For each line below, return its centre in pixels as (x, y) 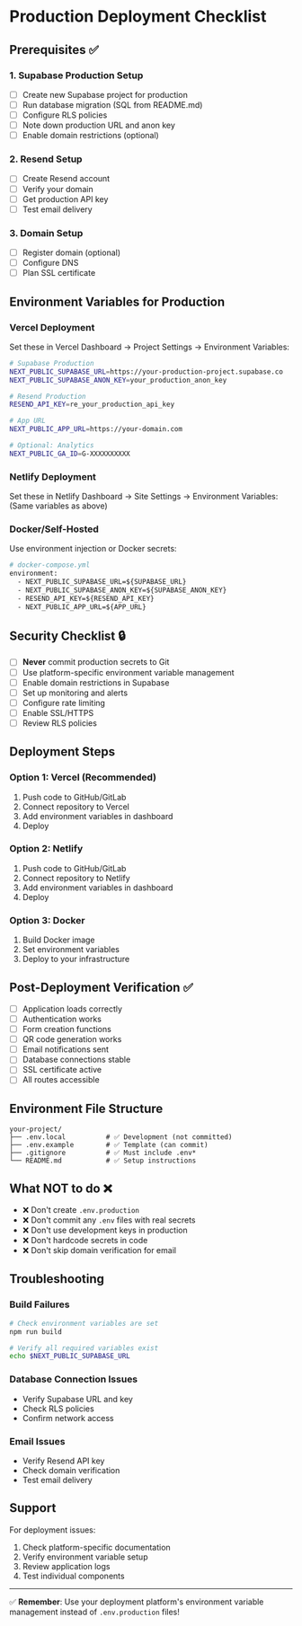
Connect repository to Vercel (76, 807)
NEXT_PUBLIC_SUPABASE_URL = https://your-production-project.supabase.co (146, 371)
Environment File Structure (86, 1108)
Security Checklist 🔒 (67, 636)
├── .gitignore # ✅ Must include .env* (103, 1153)
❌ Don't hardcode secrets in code (85, 1241)
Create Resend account (66, 179)
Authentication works (62, 1019)
